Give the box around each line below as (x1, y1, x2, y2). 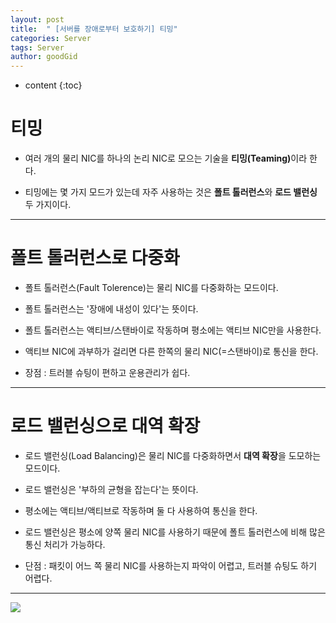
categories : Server (10, 33, 92, 43)
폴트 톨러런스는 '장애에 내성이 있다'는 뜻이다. (24, 303, 199, 315)
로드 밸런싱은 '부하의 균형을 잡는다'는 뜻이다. (24, 483, 199, 495)
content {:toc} (24, 79, 83, 91)
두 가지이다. (24, 199, 72, 211)
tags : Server (10, 42, 65, 53)
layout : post (10, 14, 65, 25)
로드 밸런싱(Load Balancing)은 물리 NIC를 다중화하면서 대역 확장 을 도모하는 (24, 449, 322, 461)
